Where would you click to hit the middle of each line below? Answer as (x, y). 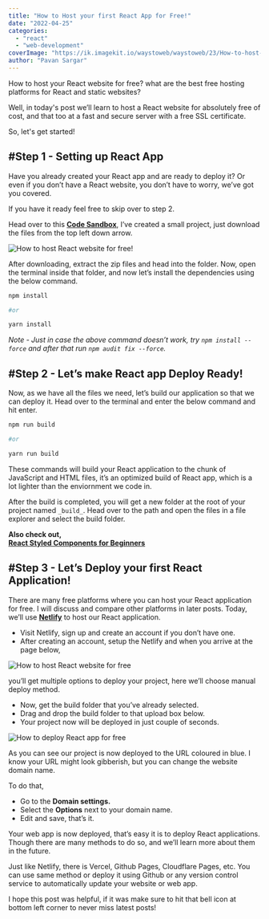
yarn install (30, 325)
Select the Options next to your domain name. (96, 809)
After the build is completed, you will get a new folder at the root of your (127, 502)
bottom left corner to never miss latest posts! (82, 907)
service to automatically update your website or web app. (103, 883)
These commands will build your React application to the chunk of (117, 469)
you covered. (30, 193)
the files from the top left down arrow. (70, 233)
